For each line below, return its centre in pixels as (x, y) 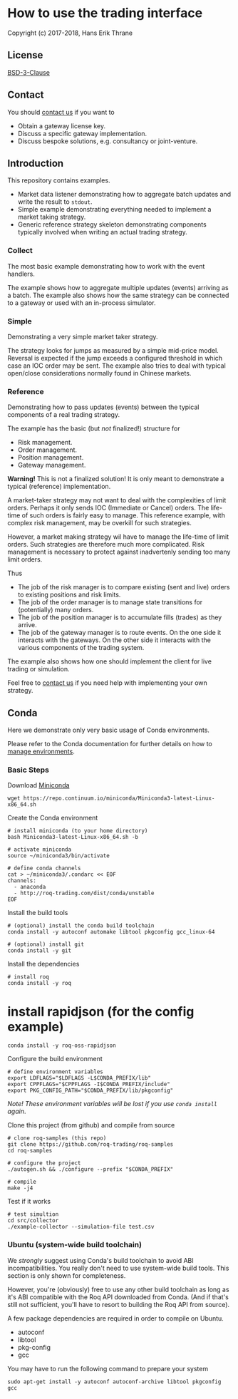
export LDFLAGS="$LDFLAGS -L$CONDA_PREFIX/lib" (79, 1078)
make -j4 (20, 1188)
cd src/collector (33, 1221)
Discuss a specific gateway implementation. (82, 133)
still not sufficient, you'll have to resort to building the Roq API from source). (119, 1304)
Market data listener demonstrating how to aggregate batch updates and (124, 195)
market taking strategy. (52, 217)
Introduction (36, 163)
